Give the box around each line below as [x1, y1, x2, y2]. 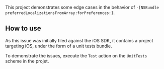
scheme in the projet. [5, 58, 49, 64]
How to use [5, 24, 41, 33]
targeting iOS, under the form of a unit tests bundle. [5, 43, 112, 49]
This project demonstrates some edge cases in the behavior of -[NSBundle [5, 5, 159, 10]
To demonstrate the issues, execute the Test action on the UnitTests [5, 52, 147, 58]
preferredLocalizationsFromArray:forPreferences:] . [5, 10, 115, 16]
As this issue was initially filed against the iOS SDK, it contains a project [5, 37, 153, 43]
